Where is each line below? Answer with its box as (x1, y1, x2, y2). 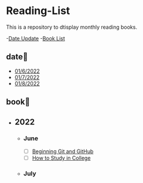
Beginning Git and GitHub (32, 148, 94, 155)
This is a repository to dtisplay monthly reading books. (6, 23, 138, 30)
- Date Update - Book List (6, 35, 66, 42)
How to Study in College (32, 154, 91, 161)
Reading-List (6, 4, 70, 18)
